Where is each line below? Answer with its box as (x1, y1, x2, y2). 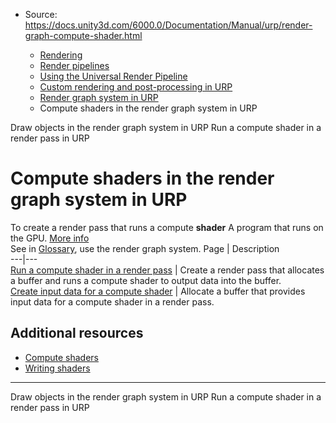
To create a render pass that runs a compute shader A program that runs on (10, 221, 324, 233)
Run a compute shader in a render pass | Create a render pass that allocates (10, 264, 325, 276)
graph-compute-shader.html (24, 30, 143, 41)
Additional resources (10, 325, 144, 342)
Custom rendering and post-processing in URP (39, 81, 233, 93)
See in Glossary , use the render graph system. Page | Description (10, 242, 280, 254)
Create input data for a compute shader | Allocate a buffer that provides (10, 285, 306, 297)
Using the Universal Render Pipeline (39, 70, 188, 82)
